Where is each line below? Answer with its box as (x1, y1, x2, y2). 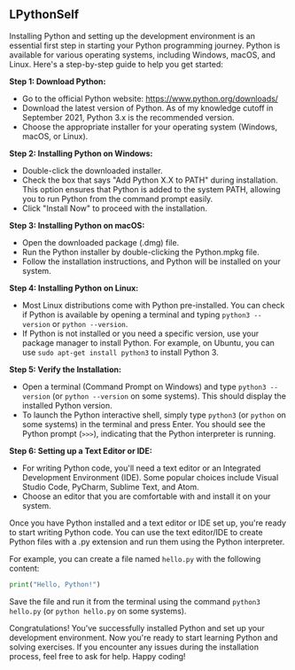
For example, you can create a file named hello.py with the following (9, 553, 261, 564)
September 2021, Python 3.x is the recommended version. (21, 112, 235, 122)
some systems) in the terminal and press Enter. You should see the (21, 418, 266, 429)
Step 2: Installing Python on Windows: (9, 148, 153, 159)
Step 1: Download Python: (9, 75, 106, 87)
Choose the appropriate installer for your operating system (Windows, (21, 121, 277, 132)
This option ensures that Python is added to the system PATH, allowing (21, 183, 281, 194)
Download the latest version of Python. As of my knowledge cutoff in (21, 102, 274, 113)
